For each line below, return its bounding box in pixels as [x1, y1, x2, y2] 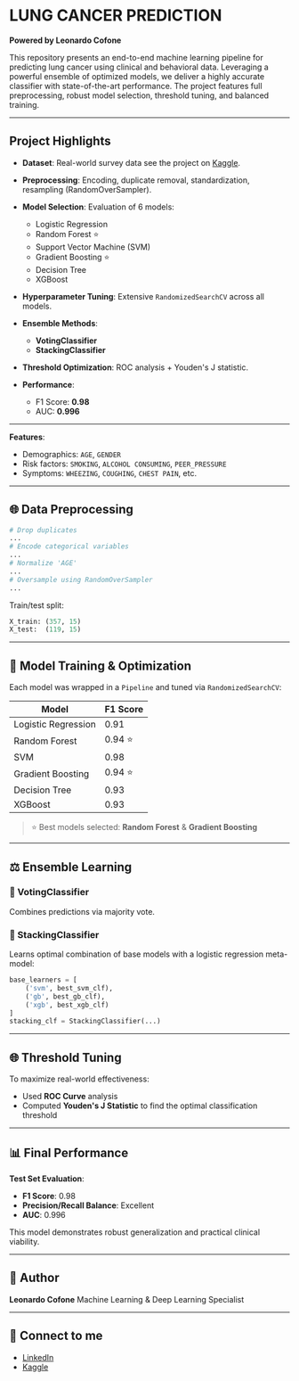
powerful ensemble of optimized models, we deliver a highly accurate [9, 70, 265, 81]
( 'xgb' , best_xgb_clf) [25, 1000, 109, 1009]
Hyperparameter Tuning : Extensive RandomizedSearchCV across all [21, 291, 265, 301]
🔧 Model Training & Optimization [9, 658, 191, 673]
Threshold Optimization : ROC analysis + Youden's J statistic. [21, 362, 249, 373]
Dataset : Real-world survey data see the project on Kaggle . [21, 157, 241, 168]
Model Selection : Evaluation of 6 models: [21, 201, 175, 212]
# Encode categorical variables [9, 542, 129, 551]
